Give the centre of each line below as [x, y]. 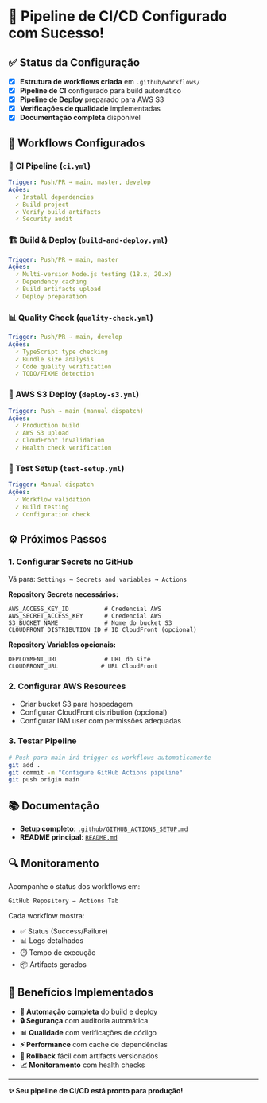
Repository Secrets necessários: [64, 594]
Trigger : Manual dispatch [51, 485]
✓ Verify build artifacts [58, 212]
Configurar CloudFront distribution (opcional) [93, 712]
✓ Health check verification [64, 448]
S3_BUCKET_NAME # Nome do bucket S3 [90, 623]
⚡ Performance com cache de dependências [94, 1044]
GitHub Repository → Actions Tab [64, 901]
